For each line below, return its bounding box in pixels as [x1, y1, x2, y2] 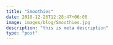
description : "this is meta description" [6, 25, 109, 31]
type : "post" [6, 30, 38, 36]
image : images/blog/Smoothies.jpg [6, 19, 91, 25]
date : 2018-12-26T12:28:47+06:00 [6, 14, 88, 20]
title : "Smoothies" [6, 8, 54, 15]
